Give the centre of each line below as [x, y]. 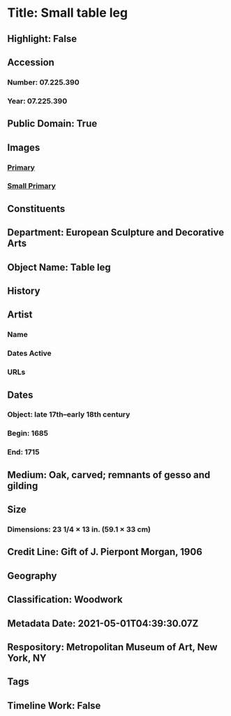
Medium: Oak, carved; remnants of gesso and [109, 474]
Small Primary [31, 186]
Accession [31, 62]
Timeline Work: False [54, 705]
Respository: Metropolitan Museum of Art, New [112, 647]
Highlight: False [42, 39]
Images [24, 147]
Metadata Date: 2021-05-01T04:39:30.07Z [103, 623]
